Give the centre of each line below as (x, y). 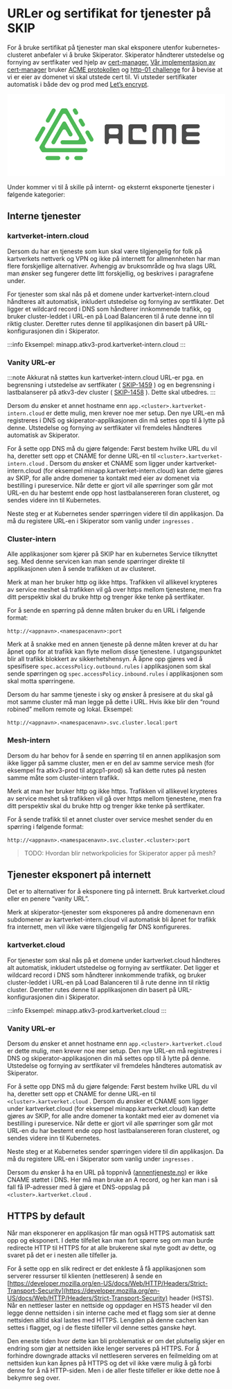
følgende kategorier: (36, 194)
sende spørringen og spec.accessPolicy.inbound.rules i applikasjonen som (115, 674)
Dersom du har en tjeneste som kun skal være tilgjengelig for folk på (105, 251)
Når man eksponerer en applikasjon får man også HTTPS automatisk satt (111, 1233)
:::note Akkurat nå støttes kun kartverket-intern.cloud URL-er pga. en (106, 377)
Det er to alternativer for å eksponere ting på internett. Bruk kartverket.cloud (116, 892)
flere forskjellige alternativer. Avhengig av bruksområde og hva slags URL (112, 266)
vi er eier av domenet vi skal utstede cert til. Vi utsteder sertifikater (102, 77)
